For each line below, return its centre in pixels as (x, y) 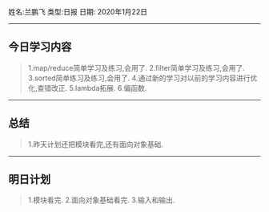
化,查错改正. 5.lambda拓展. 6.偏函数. (87, 88)
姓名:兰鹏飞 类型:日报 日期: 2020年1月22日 (78, 12)
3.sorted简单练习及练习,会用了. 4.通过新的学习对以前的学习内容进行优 (143, 78)
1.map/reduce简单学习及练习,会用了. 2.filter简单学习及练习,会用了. (137, 67)
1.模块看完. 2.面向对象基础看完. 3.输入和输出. (101, 200)
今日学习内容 (40, 47)
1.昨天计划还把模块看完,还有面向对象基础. (96, 144)
